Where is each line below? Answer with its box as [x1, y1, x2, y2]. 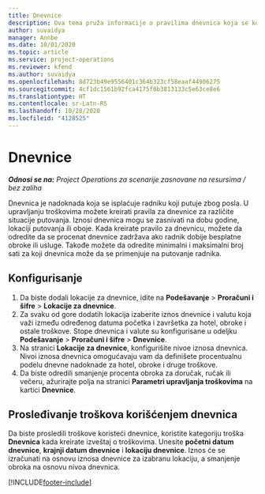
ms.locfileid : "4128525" [8, 115, 90, 123]
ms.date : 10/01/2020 [8, 41, 77, 49]
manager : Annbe [8, 33, 58, 42]
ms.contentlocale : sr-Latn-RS [8, 100, 108, 107]
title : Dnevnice [8, 11, 62, 20]
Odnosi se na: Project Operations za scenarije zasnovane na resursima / [8, 175, 246, 184]
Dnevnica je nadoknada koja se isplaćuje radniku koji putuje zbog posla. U [8, 198, 249, 208]
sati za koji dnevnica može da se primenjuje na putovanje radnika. [8, 248, 222, 258]
